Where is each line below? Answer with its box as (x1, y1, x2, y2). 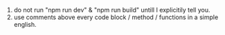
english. (13, 21, 37, 28)
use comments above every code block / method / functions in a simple (13, 13, 219, 21)
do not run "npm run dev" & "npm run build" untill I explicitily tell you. (13, 6, 210, 14)
